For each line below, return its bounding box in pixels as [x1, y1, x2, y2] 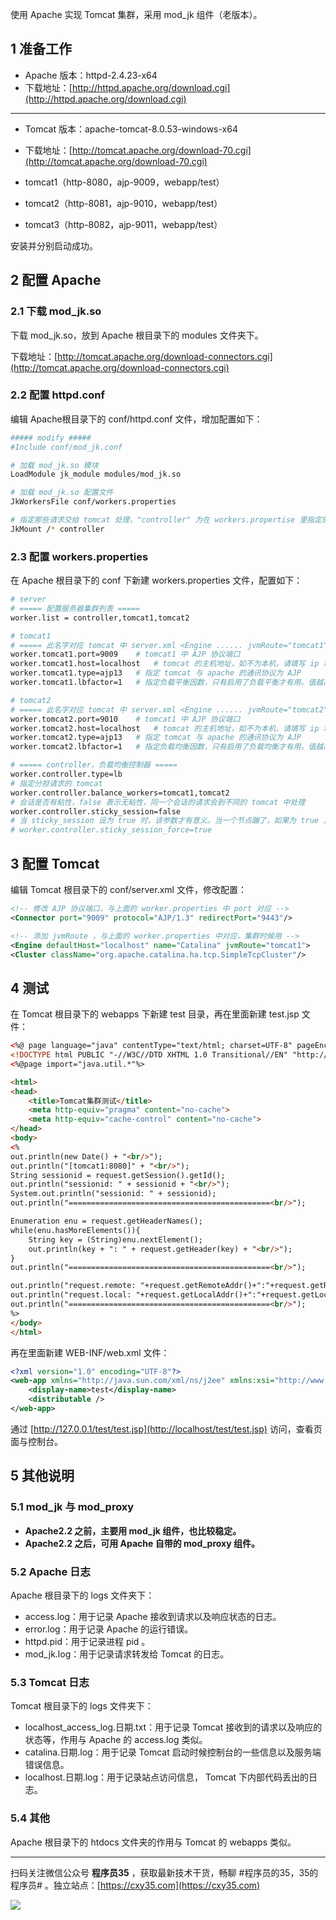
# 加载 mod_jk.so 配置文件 [10, 488, 114, 498]
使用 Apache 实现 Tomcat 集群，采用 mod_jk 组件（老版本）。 [10, 9, 263, 20]
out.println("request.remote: [10, 1281, 137, 1291]
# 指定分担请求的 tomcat [10, 778, 103, 788]
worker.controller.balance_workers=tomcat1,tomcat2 [10, 788, 230, 798]
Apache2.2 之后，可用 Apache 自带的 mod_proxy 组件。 [24, 1537, 260, 1549]
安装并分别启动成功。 [10, 239, 98, 252]
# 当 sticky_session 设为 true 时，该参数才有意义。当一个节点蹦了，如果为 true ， [10, 816, 332, 826]
